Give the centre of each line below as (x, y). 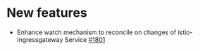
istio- (185, 32)
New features (47, 13)
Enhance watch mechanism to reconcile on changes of (96, 32)
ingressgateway (40, 39)
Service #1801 (85, 39)
